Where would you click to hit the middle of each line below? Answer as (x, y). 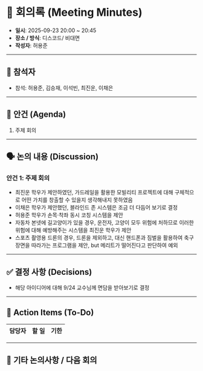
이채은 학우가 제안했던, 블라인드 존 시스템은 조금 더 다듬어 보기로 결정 (96, 208)
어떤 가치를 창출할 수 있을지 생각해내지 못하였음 (77, 200)
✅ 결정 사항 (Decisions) (49, 272)
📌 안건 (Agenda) (36, 115)
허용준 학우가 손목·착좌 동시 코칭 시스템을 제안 (69, 215)
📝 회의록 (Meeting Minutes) (74, 12)
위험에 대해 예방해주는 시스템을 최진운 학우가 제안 (73, 230)
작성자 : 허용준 (31, 45)
